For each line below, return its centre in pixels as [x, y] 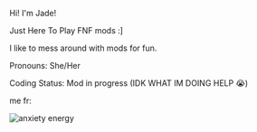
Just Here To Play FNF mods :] [67, 30]
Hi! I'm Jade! [33, 13]
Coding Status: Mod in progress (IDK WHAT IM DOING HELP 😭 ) [129, 83]
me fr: [20, 100]
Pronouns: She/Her [45, 66]
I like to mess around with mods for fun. [83, 48]
